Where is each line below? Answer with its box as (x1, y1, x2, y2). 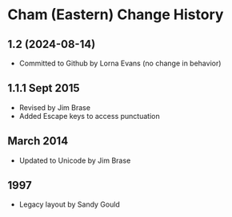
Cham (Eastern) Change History (7, 6, 224, 24)
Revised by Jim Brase (18, 102, 91, 112)
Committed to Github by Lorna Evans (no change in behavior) (18, 58, 222, 68)
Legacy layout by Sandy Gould (18, 199, 121, 209)
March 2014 (7, 134, 69, 148)
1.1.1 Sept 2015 (7, 81, 81, 95)
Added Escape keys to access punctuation (18, 111, 161, 120)
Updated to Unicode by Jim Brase (18, 156, 131, 165)
